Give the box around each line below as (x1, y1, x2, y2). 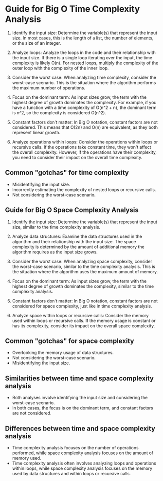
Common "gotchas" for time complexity (5, 169, 129, 177)
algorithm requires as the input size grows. (12, 249, 98, 255)
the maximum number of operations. (12, 85, 86, 90)
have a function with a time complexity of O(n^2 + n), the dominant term (12, 105, 157, 110)
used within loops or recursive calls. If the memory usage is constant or (12, 318, 156, 323)
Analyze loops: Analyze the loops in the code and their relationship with (12, 50, 156, 55)
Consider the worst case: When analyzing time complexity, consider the (12, 74, 157, 80)
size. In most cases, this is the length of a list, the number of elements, (12, 35, 154, 41)
